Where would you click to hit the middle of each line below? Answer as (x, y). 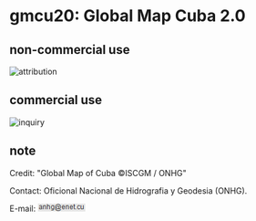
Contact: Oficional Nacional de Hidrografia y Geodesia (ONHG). (128, 190)
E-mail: (23, 208)
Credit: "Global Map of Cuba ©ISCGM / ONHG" (98, 173)
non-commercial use (70, 50)
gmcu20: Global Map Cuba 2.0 (128, 16)
